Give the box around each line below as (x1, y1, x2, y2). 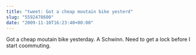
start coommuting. (6, 42, 51, 49)
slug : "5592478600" (6, 14, 54, 20)
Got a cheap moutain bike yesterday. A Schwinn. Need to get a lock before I (6, 36, 191, 43)
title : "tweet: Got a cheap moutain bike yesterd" (6, 8, 133, 15)
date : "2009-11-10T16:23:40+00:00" (6, 20, 94, 25)
